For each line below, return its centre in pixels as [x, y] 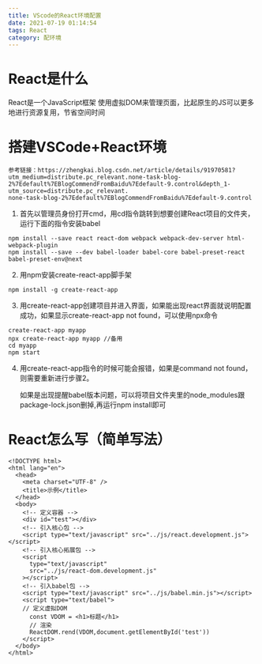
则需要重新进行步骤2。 [56, 378]
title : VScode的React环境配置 [55, 15]
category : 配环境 [35, 38]
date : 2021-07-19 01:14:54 [52, 23]
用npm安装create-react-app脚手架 [76, 275]
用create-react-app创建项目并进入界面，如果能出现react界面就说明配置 [135, 306]
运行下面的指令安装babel [60, 224]
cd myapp [22, 346]
